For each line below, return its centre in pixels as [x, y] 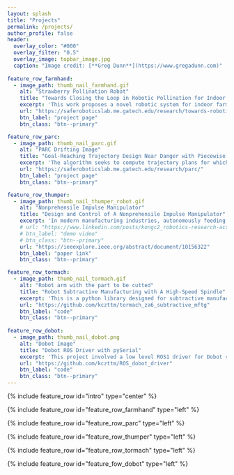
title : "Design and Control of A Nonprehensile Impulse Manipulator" [123, 214]
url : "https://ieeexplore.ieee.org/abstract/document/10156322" [115, 247]
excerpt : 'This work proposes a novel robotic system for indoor [117, 105]
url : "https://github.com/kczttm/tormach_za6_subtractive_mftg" [115, 305]
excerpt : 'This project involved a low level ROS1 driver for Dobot [121, 357]
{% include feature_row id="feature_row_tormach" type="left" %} [102, 450]
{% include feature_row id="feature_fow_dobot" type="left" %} [98, 464]
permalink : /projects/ [40, 27]
